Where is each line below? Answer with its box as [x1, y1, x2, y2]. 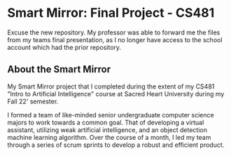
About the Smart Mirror [7, 63, 111, 75]
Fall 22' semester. [7, 97, 59, 105]
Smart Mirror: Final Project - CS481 [7, 5, 215, 21]
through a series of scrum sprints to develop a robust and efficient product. [7, 141, 225, 149]
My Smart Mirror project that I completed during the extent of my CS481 [7, 82, 215, 91]
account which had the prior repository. [7, 43, 121, 51]
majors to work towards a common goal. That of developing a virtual [7, 118, 204, 126]
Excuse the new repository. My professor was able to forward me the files [7, 28, 220, 37]
